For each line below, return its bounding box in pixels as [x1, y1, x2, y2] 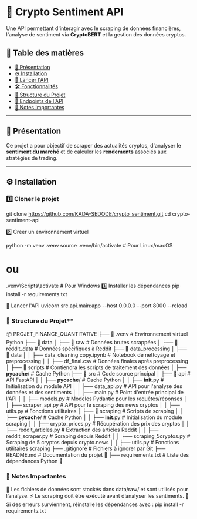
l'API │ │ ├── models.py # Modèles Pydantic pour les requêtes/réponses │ [6, 395, 188, 402]
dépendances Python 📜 [6, 458, 63, 465]
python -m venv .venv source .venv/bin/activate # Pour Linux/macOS [6, 242, 173, 249]
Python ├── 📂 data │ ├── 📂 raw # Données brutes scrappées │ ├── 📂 [6, 339, 178, 346]
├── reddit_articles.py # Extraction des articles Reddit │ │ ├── [6, 426, 159, 434]
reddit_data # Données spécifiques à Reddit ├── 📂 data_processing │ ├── [6, 345, 188, 352]
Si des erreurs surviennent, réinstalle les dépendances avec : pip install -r [6, 501, 184, 508]
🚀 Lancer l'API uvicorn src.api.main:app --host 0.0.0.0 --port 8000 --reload [6, 302, 188, 309]
